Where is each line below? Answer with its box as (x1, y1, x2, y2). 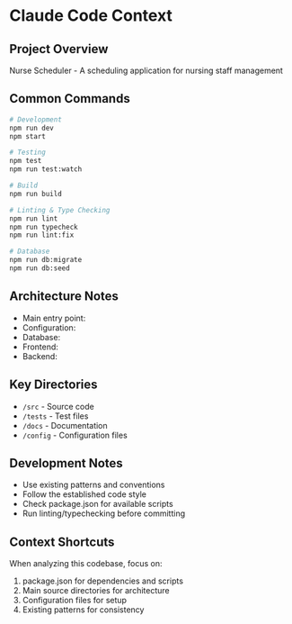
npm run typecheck (9, 222, 78, 231)
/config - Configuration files (22, 430, 128, 440)
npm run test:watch (9, 165, 83, 174)
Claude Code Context (9, 5, 173, 26)
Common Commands (9, 91, 130, 106)
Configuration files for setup (22, 595, 128, 606)
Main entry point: (22, 312, 86, 323)
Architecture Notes (9, 289, 119, 304)
